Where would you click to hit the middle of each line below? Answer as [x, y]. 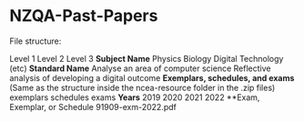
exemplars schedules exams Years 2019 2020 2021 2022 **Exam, [135, 97]
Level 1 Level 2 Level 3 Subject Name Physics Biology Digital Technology [147, 58]
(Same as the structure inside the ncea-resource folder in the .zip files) [142, 87]
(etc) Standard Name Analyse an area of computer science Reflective [140, 68]
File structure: [35, 41]
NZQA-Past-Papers [84, 16]
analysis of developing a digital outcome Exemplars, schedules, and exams [152, 77]
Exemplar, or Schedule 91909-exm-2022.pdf [93, 106]
